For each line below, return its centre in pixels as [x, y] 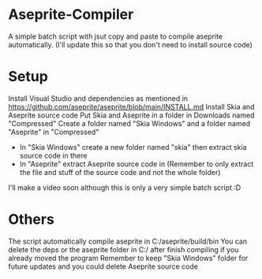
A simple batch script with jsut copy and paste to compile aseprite [116, 36]
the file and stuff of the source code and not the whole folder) [120, 172]
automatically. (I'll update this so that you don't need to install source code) [130, 44]
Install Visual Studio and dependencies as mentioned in [98, 98]
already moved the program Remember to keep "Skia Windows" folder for [128, 258]
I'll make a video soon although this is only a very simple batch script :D [125, 188]
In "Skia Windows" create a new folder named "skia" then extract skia [133, 147]
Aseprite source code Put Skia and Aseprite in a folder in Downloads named [131, 115]
